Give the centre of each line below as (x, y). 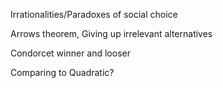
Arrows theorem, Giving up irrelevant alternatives (111, 33)
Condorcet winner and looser (70, 53)
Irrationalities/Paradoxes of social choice (94, 14)
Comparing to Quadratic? (62, 72)
